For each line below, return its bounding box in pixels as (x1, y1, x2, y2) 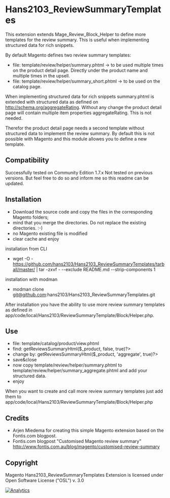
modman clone (12, 286, 44, 292)
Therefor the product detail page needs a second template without (5, 125, 145, 131)
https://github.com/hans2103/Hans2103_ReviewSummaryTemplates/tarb (12, 261, 165, 267)
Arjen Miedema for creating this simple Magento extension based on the (12, 427, 164, 434)
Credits (5, 414, 29, 423)
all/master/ (12, 266, 36, 272)
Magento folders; (12, 214, 49, 220)
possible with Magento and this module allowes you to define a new (5, 136, 147, 142)
